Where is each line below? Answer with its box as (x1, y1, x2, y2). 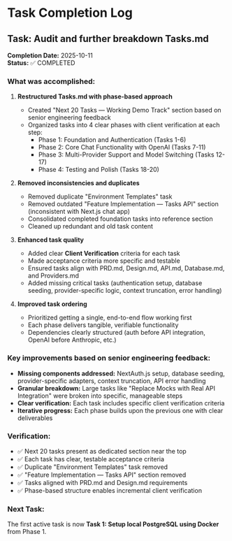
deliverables (17, 414, 53, 422)
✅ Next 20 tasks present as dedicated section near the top (17, 447, 187, 455)
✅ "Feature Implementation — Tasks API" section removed (17, 470, 187, 479)
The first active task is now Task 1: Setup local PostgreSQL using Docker (7, 520, 219, 528)
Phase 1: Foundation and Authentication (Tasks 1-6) (38, 136, 187, 144)
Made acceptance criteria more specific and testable (27, 257, 180, 265)
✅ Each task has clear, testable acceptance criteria (17, 454, 165, 463)
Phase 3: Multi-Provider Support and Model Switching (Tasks (38, 150, 215, 159)
